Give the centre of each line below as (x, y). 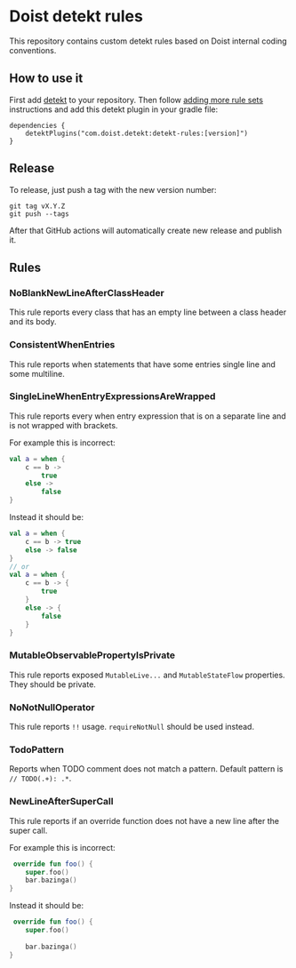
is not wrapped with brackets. (64, 425)
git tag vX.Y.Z (37, 206)
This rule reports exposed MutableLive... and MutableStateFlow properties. (148, 675)
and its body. (33, 322)
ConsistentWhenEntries (62, 345)
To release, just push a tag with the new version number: (113, 189)
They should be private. (52, 684)
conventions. (33, 50)
